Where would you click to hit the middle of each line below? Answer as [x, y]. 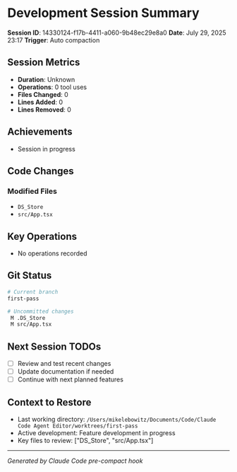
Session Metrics [44, 63]
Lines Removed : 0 [44, 109]
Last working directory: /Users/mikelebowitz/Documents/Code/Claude [117, 420]
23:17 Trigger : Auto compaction [54, 40]
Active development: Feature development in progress [96, 433]
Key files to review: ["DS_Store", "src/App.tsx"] [85, 441]
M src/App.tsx [31, 324]
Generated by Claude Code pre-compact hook [75, 461]
